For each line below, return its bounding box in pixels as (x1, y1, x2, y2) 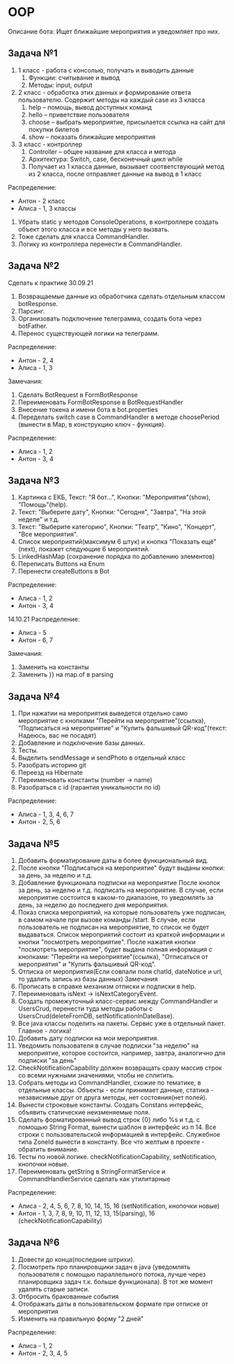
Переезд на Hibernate (17, 768, 83, 777)
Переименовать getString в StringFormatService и (17, 1167, 166, 1175)
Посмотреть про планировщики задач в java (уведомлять (17, 1262, 191, 1271)
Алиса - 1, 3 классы (17, 204, 77, 213)
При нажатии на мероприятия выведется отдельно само (17, 709, 188, 718)
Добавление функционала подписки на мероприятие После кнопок (17, 879, 221, 887)
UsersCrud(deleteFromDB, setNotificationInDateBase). (17, 1012, 175, 1020)
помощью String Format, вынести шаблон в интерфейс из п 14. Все (17, 1123, 217, 1131)
